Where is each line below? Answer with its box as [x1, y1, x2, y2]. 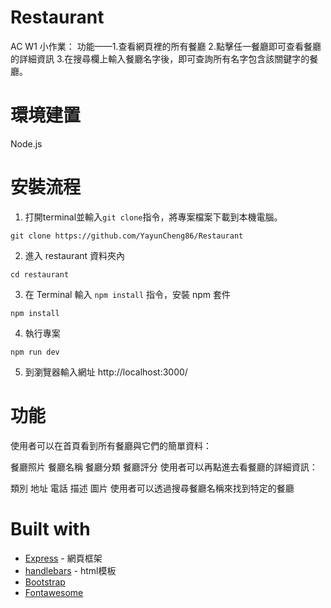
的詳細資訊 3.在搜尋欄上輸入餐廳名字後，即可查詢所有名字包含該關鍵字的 [10, 52, 310, 65]
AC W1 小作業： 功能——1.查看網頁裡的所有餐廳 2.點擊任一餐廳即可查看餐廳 [10, 40, 322, 52]
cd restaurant [10, 269, 70, 280]
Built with [10, 517, 91, 540]
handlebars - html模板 [24, 564, 117, 576]
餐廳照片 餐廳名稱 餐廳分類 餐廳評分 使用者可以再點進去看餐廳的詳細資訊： [10, 461, 318, 473]
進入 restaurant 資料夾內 [24, 249, 126, 261]
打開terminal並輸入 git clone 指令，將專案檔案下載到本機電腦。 [24, 211, 283, 223]
